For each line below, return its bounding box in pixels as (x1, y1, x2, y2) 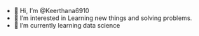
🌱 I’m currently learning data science (13, 21, 121, 29)
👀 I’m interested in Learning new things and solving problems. (13, 14, 193, 22)
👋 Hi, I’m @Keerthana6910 (13, 7, 90, 15)
